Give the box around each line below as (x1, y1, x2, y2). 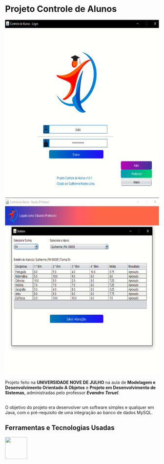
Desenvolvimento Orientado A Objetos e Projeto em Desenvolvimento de (5, 384, 156, 390)
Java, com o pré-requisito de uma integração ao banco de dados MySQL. (5, 409, 153, 415)
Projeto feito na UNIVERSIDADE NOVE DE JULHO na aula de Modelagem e (5, 379, 156, 385)
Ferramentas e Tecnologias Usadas (5, 424, 115, 432)
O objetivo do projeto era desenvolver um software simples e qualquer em (5, 404, 154, 410)
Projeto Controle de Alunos (5, 3, 117, 15)
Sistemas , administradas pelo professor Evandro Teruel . (5, 389, 120, 396)
